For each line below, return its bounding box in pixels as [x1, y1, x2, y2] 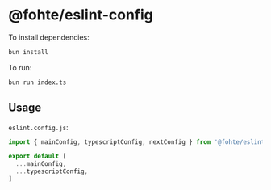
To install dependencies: [8, 32, 90, 42]
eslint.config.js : [8, 122, 69, 132]
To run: [8, 62, 32, 72]
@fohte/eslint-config [8, 6, 153, 24]
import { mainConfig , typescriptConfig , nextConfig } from [8, 137, 211, 146]
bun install [8, 48, 48, 56]
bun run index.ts [8, 78, 67, 87]
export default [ [8, 152, 67, 161]
